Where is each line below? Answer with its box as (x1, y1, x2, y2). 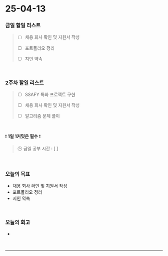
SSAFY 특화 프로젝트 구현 (24, 91, 75, 97)
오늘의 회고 (5, 219, 30, 226)
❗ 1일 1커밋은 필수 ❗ (5, 134, 41, 140)
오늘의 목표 (5, 171, 30, 178)
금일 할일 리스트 (5, 22, 41, 29)
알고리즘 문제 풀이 (24, 113, 60, 119)
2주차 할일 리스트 (5, 79, 44, 86)
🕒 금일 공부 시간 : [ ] (17, 146, 58, 152)
